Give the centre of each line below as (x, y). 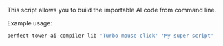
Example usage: (30, 23)
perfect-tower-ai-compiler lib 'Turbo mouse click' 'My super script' (110, 36)
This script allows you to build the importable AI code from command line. (112, 10)
